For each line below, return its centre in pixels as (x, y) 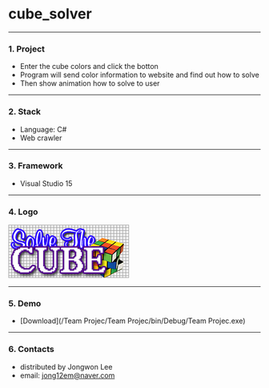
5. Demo (25, 304)
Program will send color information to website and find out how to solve (140, 75)
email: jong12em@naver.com (67, 375)
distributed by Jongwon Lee (66, 366)
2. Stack (25, 111)
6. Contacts (31, 350)
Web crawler (41, 138)
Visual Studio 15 (46, 183)
